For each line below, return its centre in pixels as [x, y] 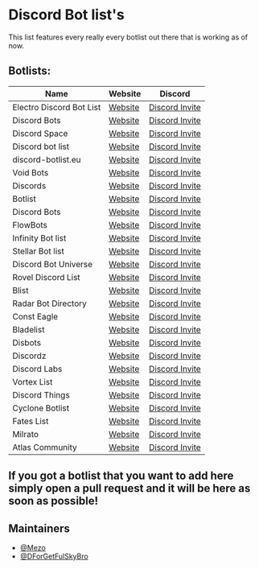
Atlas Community [45, 447]
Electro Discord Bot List [57, 107]
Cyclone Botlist [41, 408]
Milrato [25, 434]
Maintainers [39, 528]
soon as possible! [53, 501]
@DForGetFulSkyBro [54, 556]
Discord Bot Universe [53, 264]
